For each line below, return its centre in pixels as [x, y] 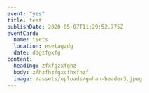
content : [20, 59]
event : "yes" [26, 14]
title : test [24, 20]
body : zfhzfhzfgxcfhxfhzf [51, 72]
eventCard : [23, 33]
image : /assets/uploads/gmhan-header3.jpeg [78, 79]
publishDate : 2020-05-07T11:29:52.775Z [65, 27]
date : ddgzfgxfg [37, 53]
